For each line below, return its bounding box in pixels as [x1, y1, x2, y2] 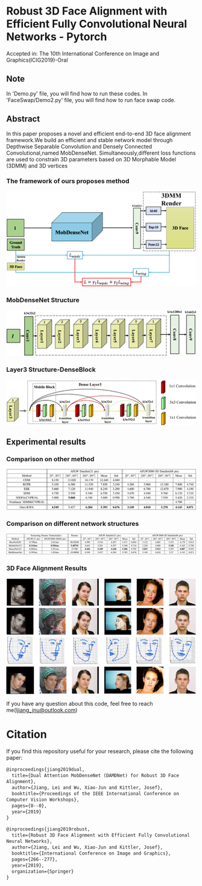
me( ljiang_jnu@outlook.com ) [6, 706, 78, 714]
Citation [6, 728, 47, 742]
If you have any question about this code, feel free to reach [6, 700, 153, 707]
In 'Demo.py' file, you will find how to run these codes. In [6, 89, 148, 97]
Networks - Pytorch [6, 30, 107, 44]
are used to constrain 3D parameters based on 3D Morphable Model [6, 155, 176, 163]
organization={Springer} [11, 868, 74, 875]
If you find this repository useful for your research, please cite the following [6, 748, 194, 755]
